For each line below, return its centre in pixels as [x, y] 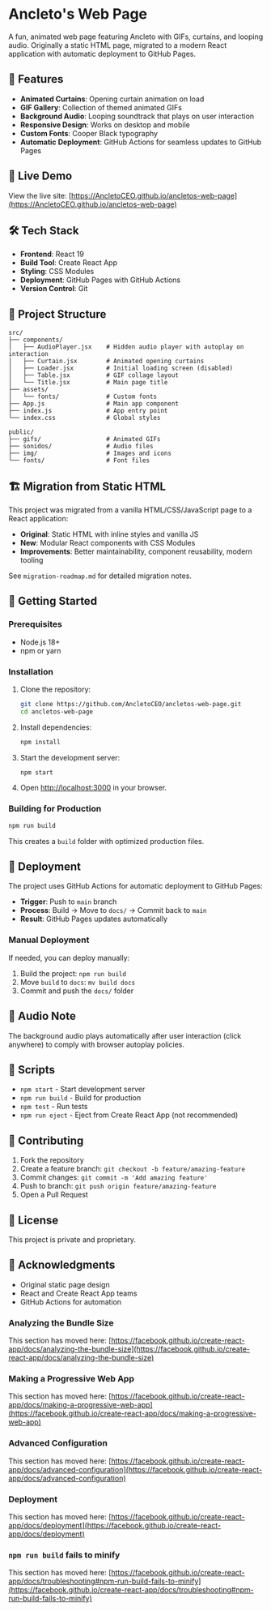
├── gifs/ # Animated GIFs [85, 439]
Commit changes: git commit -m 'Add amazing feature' [114, 1177]
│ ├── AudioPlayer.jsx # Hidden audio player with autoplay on [126, 347]
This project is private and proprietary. [72, 1240]
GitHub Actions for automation [71, 1301]
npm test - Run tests [54, 1107]
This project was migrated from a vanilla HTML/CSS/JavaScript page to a [130, 510]
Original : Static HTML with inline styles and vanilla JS [109, 534]
